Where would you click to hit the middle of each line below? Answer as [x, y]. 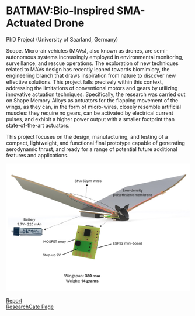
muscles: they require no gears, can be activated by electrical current [90, 113]
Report [14, 300]
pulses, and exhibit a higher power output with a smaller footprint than [90, 119]
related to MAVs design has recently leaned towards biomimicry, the [88, 69]
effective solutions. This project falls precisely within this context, [85, 82]
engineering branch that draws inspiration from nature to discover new [91, 75]
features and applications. [37, 155]
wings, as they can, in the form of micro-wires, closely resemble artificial [94, 107]
